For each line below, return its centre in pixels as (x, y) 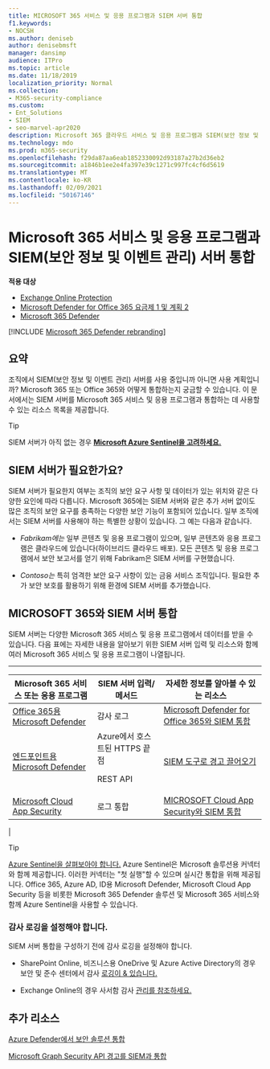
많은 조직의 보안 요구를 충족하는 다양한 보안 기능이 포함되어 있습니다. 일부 (123, 511)
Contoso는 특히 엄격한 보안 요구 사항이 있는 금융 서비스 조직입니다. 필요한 (135, 575)
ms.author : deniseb (41, 38)
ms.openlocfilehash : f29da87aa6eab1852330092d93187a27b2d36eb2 (117, 158)
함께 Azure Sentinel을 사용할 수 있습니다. (73, 904)
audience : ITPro (35, 61)
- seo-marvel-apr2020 (45, 128)
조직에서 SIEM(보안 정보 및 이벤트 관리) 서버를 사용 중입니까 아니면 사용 (120, 379)
